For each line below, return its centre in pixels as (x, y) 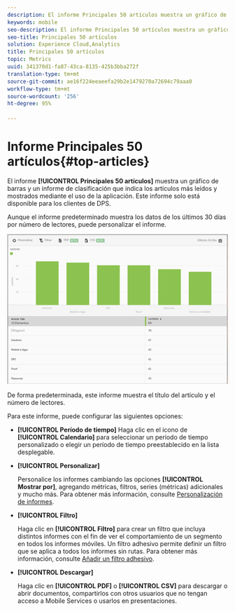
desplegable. (36, 452)
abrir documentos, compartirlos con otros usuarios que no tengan (112, 594)
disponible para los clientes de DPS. (59, 203)
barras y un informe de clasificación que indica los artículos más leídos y (112, 188)
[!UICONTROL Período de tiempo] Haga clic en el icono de (102, 430)
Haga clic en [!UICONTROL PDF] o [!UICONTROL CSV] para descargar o (122, 586)
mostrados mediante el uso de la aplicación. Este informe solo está (104, 196)
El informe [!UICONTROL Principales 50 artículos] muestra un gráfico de (113, 181)
